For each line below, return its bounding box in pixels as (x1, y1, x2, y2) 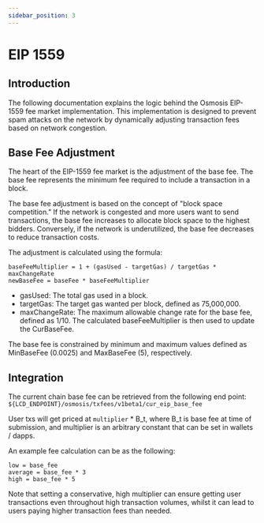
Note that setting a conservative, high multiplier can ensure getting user (8, 489, 242, 499)
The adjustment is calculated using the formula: (8, 248, 163, 258)
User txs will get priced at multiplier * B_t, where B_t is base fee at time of (8, 414, 252, 423)
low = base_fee (8, 461, 58, 470)
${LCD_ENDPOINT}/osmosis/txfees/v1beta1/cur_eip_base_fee (8, 401, 203, 408)
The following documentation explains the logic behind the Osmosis (8, 98, 229, 107)
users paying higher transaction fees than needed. (8, 506, 172, 516)
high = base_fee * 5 (8, 476, 76, 483)
